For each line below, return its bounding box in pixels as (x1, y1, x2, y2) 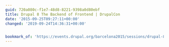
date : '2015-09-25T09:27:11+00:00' (5, 16, 80, 21)
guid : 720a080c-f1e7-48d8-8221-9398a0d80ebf (5, 7, 100, 12)
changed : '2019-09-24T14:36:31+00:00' (5, 21, 87, 26)
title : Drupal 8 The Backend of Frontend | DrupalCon (5, 12, 121, 17)
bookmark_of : (5, 34, 33, 40)
